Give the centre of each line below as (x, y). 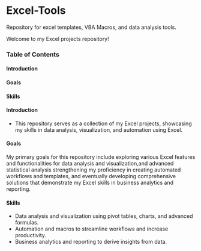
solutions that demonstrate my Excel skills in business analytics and (90, 183)
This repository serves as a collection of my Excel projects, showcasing (103, 123)
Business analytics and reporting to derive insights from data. (91, 242)
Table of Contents (33, 54)
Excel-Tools (36, 11)
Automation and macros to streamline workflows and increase (91, 229)
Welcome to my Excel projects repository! (58, 39)
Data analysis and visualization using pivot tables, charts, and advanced (104, 216)
